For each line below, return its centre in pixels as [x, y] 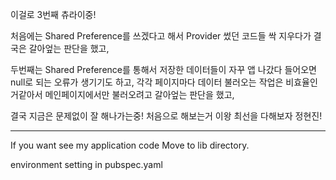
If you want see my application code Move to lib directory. [130, 145]
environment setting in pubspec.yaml [86, 164]
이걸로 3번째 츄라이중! [53, 14]
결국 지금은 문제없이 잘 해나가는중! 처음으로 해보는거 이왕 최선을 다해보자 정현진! [166, 116]
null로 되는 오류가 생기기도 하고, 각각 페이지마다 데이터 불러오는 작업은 [147, 82]
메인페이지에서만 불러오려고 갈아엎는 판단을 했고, [139, 94]
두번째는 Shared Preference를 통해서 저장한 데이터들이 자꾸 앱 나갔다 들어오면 [163, 69]
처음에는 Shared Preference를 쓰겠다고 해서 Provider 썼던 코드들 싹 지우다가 [161, 36]
